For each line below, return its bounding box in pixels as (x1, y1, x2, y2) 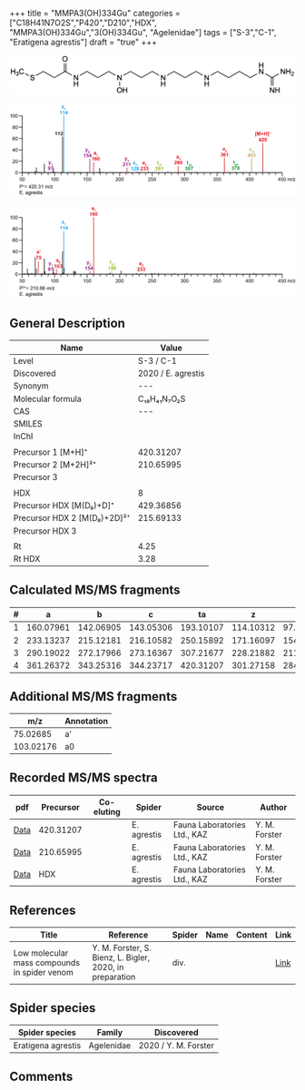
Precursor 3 (13, 472, 58, 483)
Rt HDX (13, 554, 41, 565)
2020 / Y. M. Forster (138, 1040, 215, 1051)
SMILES (13, 418, 43, 429)
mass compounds (13, 957, 80, 967)
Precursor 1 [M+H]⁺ (13, 447, 88, 457)
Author (260, 801, 288, 812)
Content (235, 929, 268, 940)
